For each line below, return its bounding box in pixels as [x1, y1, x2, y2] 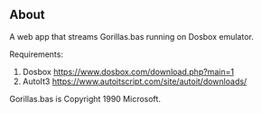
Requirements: [9, 49, 63, 60]
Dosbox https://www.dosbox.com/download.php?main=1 [22, 66, 235, 77]
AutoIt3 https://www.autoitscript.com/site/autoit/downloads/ [22, 76, 248, 87]
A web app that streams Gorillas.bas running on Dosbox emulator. [9, 31, 255, 42]
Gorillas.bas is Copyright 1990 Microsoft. [9, 93, 161, 104]
